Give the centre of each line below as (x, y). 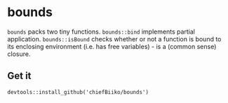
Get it (19, 76)
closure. (19, 54)
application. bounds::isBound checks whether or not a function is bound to (114, 39)
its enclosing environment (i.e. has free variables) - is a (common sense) (112, 46)
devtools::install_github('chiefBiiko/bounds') (78, 92)
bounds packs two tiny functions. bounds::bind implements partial (101, 32)
